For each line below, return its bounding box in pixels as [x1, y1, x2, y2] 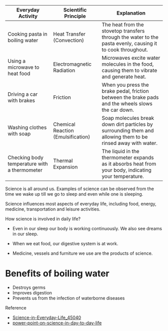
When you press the [101, 81, 149, 88]
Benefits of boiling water [5, 268, 109, 279]
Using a [7, 58, 26, 64]
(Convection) [53, 37, 84, 44]
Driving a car [7, 91, 38, 97]
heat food [7, 70, 30, 77]
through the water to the [101, 34, 159, 41]
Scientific [63, 7, 87, 13]
